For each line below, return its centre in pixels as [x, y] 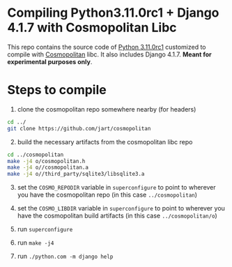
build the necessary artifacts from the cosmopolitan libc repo [105, 142]
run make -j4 [36, 243]
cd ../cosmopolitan [36, 155]
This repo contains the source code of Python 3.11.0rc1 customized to [107, 47]
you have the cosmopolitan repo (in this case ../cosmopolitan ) [107, 195]
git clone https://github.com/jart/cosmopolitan [79, 128]
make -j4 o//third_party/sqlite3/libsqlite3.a [76, 174]
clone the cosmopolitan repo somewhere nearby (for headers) [107, 109]
